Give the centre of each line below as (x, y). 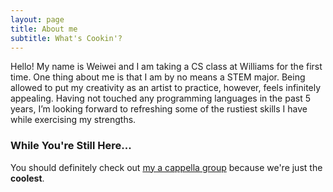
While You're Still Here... (71, 146)
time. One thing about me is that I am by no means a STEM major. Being (158, 77)
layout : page (37, 19)
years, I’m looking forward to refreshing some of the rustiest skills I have (159, 109)
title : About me (44, 29)
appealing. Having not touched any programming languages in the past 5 (160, 98)
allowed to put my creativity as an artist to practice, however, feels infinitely (166, 88)
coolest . (27, 178)
